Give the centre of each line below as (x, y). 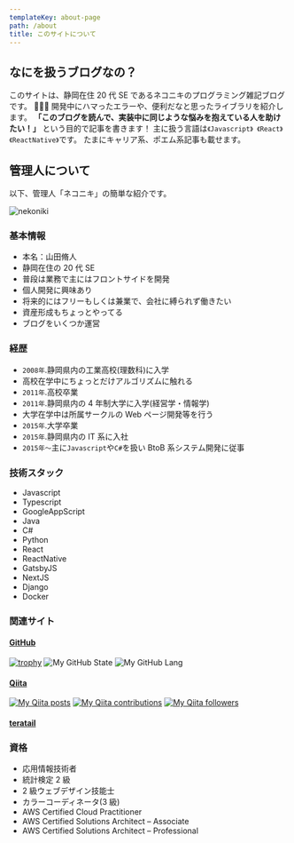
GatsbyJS (39, 568)
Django (35, 586)
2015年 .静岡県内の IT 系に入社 (75, 436)
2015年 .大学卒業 (50, 425)
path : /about (33, 26)
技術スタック (37, 473)
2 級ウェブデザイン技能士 (68, 791)
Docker (35, 596)
